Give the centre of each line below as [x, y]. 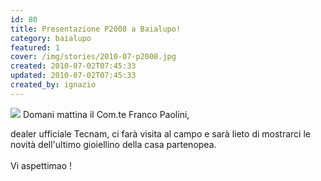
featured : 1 [35, 47]
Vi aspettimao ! [41, 165]
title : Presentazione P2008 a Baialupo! [96, 29]
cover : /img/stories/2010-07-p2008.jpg [93, 57]
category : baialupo [51, 38]
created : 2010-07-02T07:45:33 [73, 66]
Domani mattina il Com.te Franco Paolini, [106, 114]
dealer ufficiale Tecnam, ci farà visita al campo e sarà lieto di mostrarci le [160, 133]
